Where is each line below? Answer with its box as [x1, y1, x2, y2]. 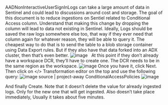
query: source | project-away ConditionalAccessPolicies [5, 74, 140, 79]
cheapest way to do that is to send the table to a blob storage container [5, 42, 153, 47]
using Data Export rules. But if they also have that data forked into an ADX [5, 47, 158, 53]
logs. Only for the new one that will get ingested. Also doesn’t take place [5, 89, 155, 94]
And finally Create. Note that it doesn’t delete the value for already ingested [5, 83, 161, 89]
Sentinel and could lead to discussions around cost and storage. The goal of [5, 10, 163, 16]
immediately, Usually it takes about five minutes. [5, 94, 105, 100]
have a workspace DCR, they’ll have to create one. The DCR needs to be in [5, 58, 159, 63]
